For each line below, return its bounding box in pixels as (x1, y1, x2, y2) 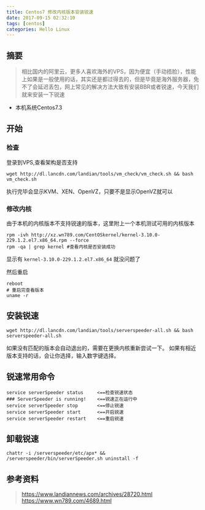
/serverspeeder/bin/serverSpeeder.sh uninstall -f (6, 455, 139, 462)
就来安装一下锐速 (21, 91, 65, 98)
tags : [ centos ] (6, 20, 45, 26)
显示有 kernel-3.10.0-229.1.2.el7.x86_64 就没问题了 (6, 255, 141, 263)
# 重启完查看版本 (6, 287, 44, 293)
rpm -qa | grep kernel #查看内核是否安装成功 (6, 244, 115, 250)
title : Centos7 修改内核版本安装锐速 (6, 9, 94, 15)
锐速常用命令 (6, 372, 55, 382)
